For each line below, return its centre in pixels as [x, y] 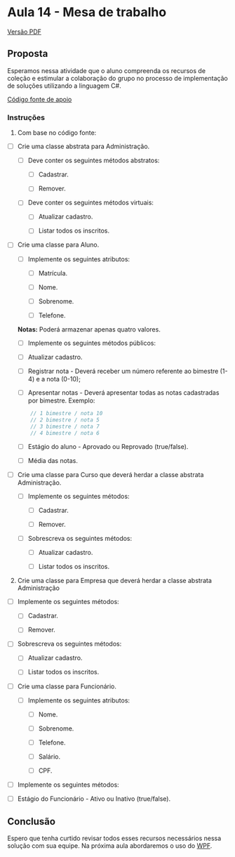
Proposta [28, 54]
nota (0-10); [63, 379]
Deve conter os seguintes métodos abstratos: [94, 161]
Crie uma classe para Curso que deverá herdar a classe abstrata [110, 474]
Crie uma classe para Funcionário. [67, 686]
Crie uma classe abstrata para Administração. [83, 146]
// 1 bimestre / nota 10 [67, 414]
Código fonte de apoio [40, 99]
